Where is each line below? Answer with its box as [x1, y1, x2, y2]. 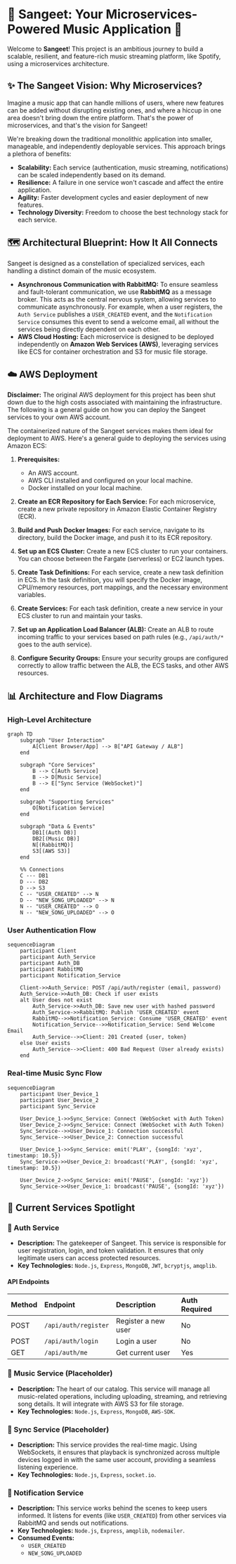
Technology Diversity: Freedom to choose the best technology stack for [17, 207, 228, 217]
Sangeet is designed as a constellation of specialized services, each [7, 259, 205, 267]
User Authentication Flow [7, 925, 96, 935]
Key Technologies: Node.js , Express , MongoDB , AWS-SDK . [17, 1406, 176, 1416]
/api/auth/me [44, 1348, 88, 1357]
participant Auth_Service [20, 954, 96, 961]
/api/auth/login [44, 1337, 98, 1345]
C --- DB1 [20, 872, 49, 880]
